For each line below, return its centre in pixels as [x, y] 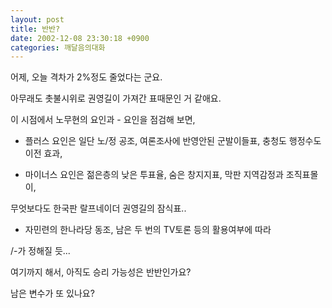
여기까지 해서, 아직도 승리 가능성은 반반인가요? [101, 272]
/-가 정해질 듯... [40, 251]
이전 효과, [43, 153]
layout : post [37, 19]
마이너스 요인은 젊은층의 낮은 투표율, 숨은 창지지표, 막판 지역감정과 [154, 175]
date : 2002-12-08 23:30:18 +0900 [80, 38]
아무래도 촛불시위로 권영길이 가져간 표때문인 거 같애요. [116, 98]
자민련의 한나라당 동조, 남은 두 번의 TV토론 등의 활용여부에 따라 [148, 230]
